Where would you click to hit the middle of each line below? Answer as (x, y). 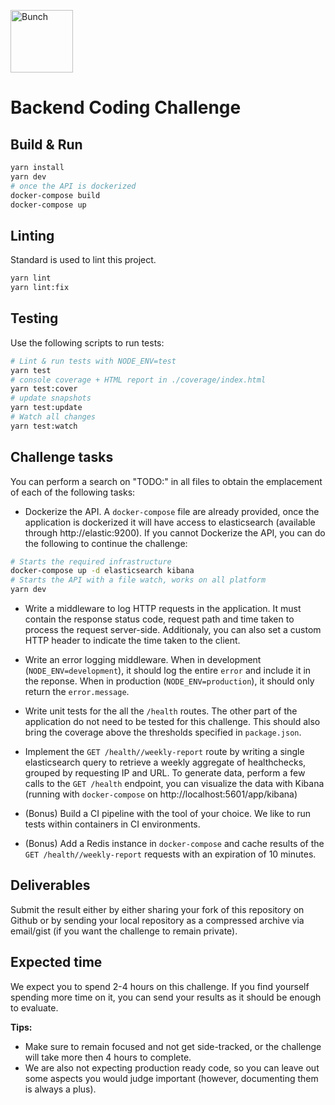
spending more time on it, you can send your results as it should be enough (166, 997)
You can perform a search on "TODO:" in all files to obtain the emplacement (166, 481)
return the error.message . (77, 692)
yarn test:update (46, 408)
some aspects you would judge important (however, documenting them (171, 1078)
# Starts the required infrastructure (91, 561)
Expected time (56, 962)
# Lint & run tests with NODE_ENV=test (93, 361)
